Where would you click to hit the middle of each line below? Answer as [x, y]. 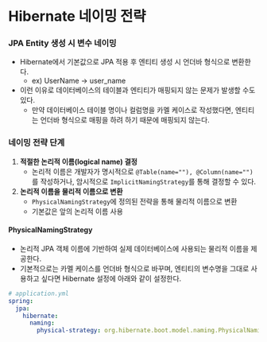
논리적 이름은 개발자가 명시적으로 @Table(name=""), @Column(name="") [142, 171]
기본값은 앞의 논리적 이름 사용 [77, 211]
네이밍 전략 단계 [37, 142]
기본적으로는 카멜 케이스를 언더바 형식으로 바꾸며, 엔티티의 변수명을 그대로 [134, 268]
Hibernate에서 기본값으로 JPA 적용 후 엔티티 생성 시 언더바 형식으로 [125, 62]
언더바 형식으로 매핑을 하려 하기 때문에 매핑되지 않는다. [125, 120]
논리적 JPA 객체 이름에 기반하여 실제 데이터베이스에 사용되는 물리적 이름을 [134, 248]
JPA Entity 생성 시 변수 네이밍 [62, 43]
